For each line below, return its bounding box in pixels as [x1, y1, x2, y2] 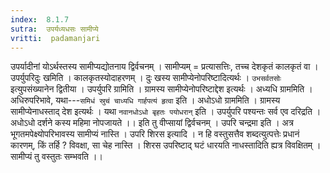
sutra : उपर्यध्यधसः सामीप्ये [10, 24, 99, 34]
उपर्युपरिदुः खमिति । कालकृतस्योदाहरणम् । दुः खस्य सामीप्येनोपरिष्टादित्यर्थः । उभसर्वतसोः [10, 72, 282, 84]
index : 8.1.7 [10, 14, 70, 25]
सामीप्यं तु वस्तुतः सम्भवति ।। [10, 151, 103, 163]
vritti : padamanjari [10, 33, 101, 43]
